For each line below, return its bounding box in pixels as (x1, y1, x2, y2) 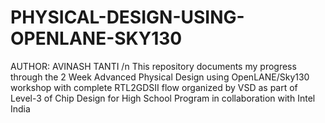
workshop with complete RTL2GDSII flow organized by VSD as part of (10, 81, 298, 93)
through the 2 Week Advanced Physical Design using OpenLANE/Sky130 (10, 71, 310, 83)
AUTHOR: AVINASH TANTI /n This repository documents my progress (10, 60, 297, 72)
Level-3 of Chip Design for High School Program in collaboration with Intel (10, 92, 316, 104)
